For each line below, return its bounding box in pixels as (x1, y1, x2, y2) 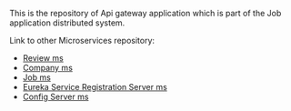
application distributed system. (9, 17, 125, 28)
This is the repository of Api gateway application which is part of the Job (9, 8, 282, 18)
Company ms (22, 63, 73, 73)
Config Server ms (22, 91, 89, 102)
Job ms (22, 72, 52, 83)
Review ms (22, 53, 64, 63)
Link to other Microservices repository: (9, 35, 156, 45)
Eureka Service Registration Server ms (22, 82, 168, 92)
